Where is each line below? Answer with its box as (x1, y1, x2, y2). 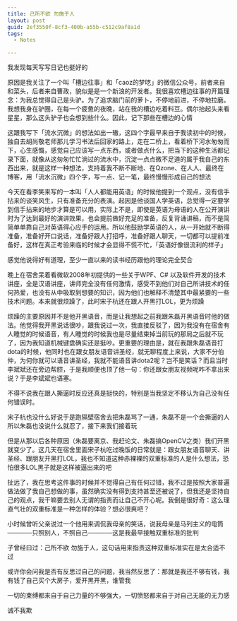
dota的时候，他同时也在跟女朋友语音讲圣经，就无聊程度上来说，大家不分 (7, 348, 219, 356)
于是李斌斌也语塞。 (19, 374, 75, 382)
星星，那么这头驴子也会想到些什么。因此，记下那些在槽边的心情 (7, 114, 193, 122)
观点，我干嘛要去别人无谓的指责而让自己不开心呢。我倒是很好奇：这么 (19, 496, 224, 504)
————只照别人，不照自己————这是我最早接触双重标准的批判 (7, 528, 199, 537)
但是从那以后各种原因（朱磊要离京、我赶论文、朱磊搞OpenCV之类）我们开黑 (7, 437, 230, 445)
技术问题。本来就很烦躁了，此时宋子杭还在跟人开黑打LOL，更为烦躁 (7, 297, 205, 306)
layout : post (7, 17, 46, 24)
